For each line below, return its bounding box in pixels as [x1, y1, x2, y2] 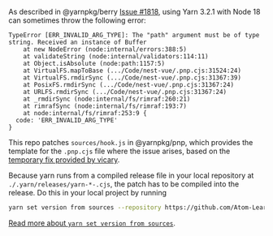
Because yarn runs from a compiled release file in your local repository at [8, 170, 254, 180]
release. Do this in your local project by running [8, 188, 167, 197]
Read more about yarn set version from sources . [8, 218, 176, 228]
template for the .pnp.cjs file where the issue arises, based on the [8, 146, 231, 156]
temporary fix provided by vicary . [8, 155, 120, 165]
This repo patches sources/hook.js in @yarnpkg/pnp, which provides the [8, 138, 253, 147]
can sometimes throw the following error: [8, 15, 146, 25]
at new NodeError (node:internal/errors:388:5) [23, 45, 187, 54]
